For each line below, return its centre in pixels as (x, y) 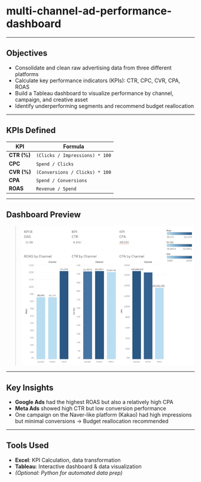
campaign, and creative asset (51, 100)
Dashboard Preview (44, 215)
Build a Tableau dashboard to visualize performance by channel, (94, 93)
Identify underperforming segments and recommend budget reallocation (104, 106)
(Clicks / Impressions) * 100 (74, 156)
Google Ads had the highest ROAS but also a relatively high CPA (94, 402)
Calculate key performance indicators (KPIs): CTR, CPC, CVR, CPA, (98, 80)
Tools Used (28, 446)
